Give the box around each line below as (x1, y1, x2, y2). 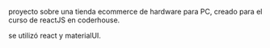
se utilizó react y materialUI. (8, 31, 101, 40)
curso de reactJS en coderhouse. (8, 15, 120, 25)
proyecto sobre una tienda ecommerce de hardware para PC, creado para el (8, 7, 263, 16)
